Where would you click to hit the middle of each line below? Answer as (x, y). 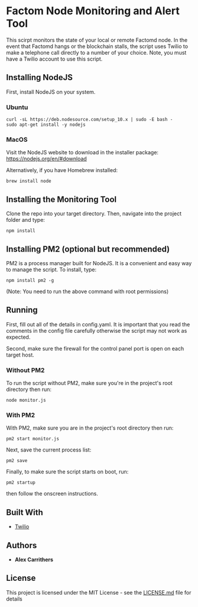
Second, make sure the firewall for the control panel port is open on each (95, 348)
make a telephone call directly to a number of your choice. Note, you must (96, 52)
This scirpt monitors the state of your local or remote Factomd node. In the (97, 40)
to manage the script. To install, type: (51, 269)
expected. (18, 337)
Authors (22, 545)
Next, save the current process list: (49, 450)
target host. (20, 355)
